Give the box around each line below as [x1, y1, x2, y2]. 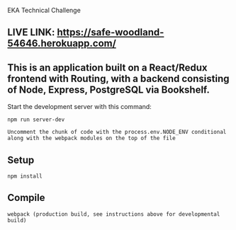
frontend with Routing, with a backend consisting [7, 72, 230, 84]
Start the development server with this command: [7, 103, 152, 111]
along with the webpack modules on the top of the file [7, 134, 176, 142]
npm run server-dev [7, 116, 65, 123]
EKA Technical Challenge [7, 6, 82, 14]
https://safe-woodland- [57, 26, 164, 38]
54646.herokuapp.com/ [7, 38, 117, 50]
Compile [7, 192, 45, 204]
